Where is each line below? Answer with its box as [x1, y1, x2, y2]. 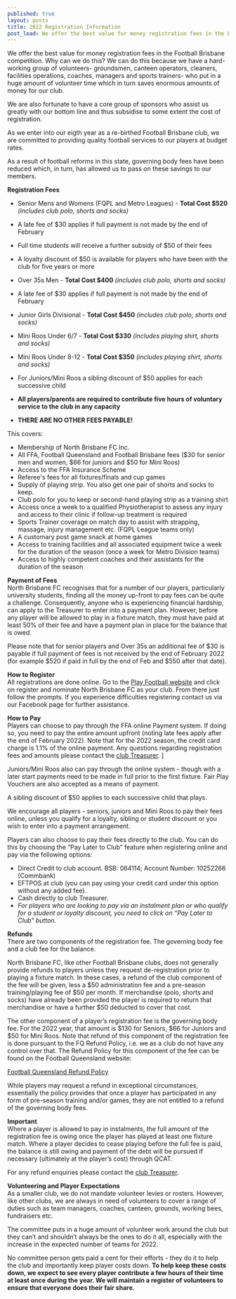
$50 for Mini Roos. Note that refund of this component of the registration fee [7, 1031, 229, 1040]
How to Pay [7, 714, 41, 723]
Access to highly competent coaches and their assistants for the [17, 555, 204, 564]
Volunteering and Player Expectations [7, 1182, 121, 1190]
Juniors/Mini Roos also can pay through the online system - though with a [7, 765, 221, 773]
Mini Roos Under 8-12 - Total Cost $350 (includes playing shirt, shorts [17, 352, 223, 362]
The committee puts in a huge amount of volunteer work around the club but [7, 1225, 228, 1234]
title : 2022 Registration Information [7, 23, 121, 30]
